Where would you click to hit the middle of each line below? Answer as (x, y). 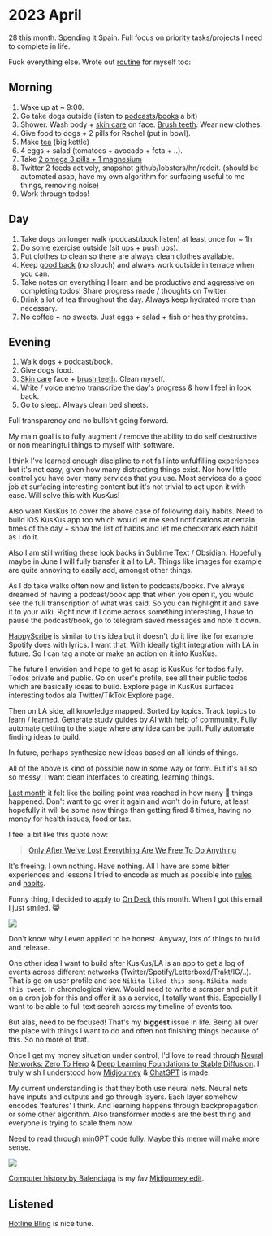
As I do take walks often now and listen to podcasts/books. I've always (127, 586)
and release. (29, 948)
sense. (19, 1147)
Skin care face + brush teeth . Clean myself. (92, 379)
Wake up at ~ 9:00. (52, 107)
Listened (31, 1204)
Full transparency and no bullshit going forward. (89, 421)
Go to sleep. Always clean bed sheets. (84, 405)
